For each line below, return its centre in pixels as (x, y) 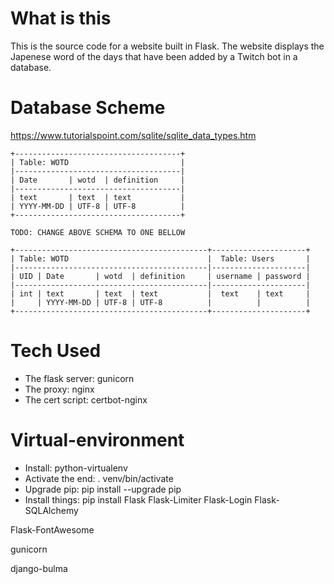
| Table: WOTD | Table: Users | (160, 258)
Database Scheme (88, 108)
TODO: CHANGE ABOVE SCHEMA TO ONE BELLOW (98, 232)
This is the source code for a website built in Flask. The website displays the (167, 46)
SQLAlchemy (51, 510)
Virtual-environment (97, 440)
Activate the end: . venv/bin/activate (99, 478)
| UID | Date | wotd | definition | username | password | (160, 276)
